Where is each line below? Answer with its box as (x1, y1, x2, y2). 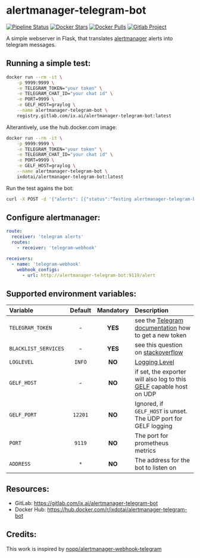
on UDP (135, 390, 157, 399)
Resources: (6, 484, 49, 494)
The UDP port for (135, 415, 183, 423)
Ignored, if (135, 400, 164, 408)
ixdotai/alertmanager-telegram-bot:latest (17, 174, 124, 180)
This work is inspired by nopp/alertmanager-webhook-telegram (6, 545, 162, 552)
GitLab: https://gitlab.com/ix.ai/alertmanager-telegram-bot (14, 500, 158, 507)
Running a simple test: (6, 58, 91, 68)
